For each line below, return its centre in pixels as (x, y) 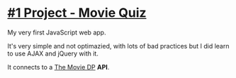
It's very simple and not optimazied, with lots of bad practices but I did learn (118, 46)
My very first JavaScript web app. (57, 32)
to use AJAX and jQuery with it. (53, 53)
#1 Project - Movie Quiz (77, 13)
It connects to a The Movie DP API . (58, 67)
